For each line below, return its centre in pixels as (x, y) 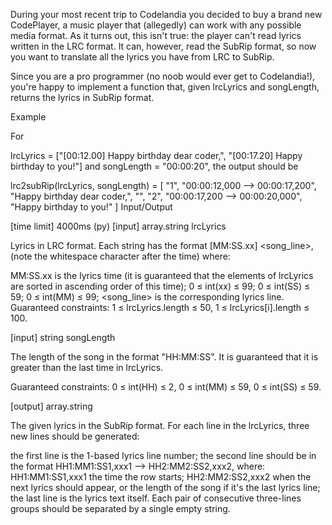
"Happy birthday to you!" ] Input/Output (91, 207)
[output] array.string (51, 406)
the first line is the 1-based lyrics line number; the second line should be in (163, 455)
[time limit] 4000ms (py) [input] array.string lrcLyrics (118, 226)
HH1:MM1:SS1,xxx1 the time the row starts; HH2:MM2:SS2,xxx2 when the (161, 477)
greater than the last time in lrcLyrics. (87, 367)
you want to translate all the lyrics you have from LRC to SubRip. (142, 57)
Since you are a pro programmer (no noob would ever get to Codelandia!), (163, 76)
